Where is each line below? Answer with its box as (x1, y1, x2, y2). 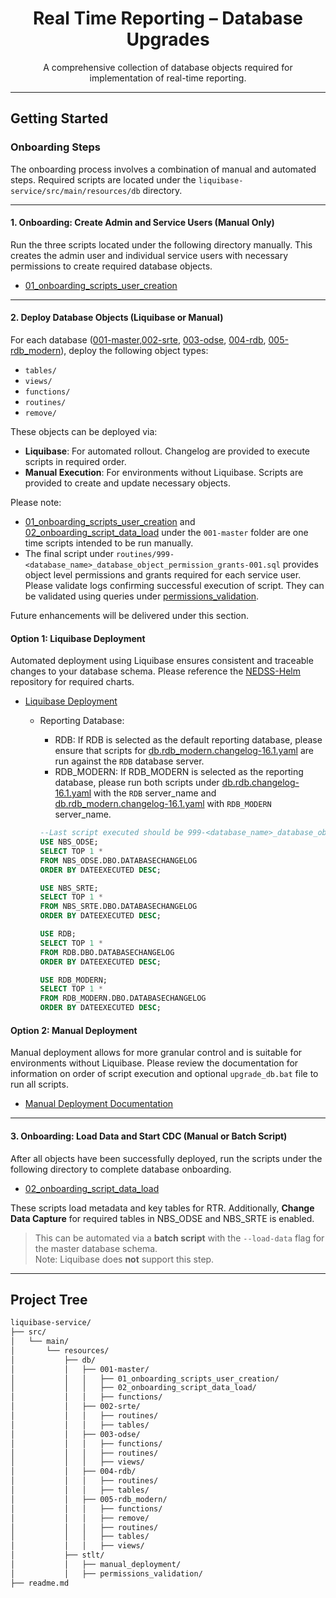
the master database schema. (34, 1242, 158, 1254)
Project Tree (10, 1291, 88, 1308)
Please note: (10, 497, 62, 509)
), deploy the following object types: (60, 345, 209, 357)
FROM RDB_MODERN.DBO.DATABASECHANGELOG (39, 993, 207, 1004)
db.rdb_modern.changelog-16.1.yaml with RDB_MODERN (54, 798, 272, 810)
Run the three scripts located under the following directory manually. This (10, 238, 313, 251)
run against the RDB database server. (54, 755, 205, 767)
